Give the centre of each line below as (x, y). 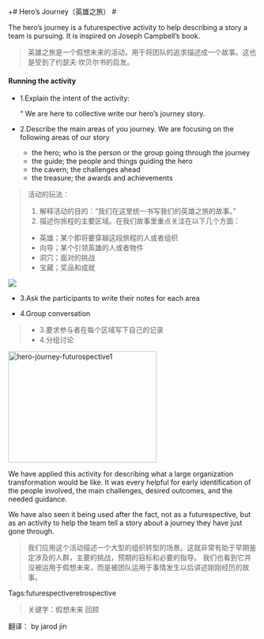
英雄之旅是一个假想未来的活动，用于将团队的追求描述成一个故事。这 (138, 52)
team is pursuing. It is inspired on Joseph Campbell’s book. (104, 36)
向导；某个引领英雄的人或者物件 (91, 248)
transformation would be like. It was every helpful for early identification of (130, 482)
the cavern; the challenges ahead (86, 169)
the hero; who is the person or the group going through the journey (141, 153)
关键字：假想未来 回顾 (63, 610)
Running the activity (42, 81)
